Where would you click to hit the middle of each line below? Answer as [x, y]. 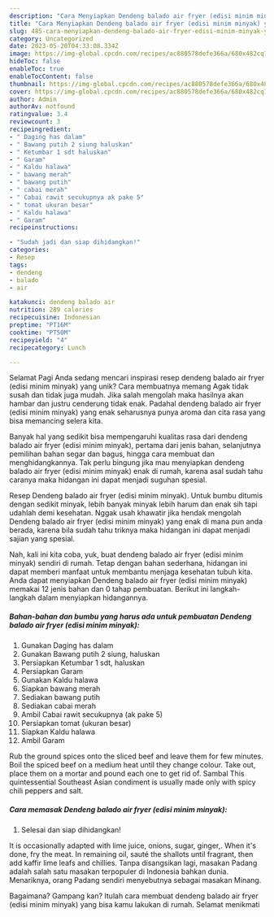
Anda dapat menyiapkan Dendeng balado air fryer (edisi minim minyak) [128, 580]
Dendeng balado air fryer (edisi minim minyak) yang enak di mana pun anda [136, 522]
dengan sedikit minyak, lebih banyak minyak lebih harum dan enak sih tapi [134, 504]
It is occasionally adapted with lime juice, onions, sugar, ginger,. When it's [133, 845]
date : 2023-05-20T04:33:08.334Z [64, 46]
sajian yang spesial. [42, 539]
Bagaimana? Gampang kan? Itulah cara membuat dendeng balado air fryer [134, 896]
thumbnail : [28, 84]
